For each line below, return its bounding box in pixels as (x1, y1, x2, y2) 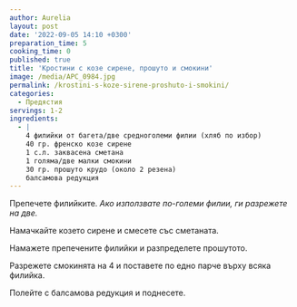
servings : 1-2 (9, 106, 64, 115)
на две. (9, 207, 38, 218)
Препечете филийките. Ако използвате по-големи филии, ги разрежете (9, 198, 288, 209)
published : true (9, 55, 71, 64)
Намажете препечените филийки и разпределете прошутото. (9, 243, 248, 254)
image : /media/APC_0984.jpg (9, 72, 116, 82)
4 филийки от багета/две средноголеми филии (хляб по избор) (25, 131, 262, 140)
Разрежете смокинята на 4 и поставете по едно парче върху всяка (9, 260, 272, 272)
